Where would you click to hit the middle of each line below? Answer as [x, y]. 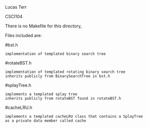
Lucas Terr [16, 7]
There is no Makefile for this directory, [43, 26]
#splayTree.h [18, 85]
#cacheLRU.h [19, 107]
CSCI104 [14, 16]
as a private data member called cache [46, 121]
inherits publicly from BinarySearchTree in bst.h [58, 76]
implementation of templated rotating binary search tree [65, 72]
